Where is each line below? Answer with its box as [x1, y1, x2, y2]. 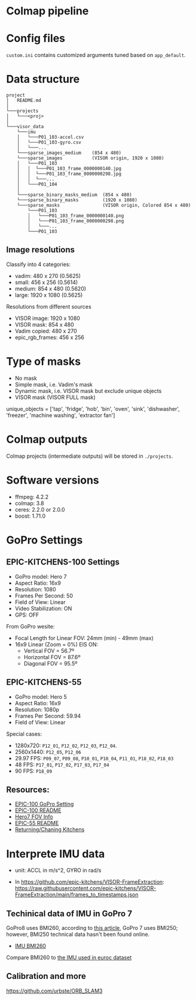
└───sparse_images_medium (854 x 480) [17, 150, 121, 156]
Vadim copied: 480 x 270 [14, 327, 77, 334]
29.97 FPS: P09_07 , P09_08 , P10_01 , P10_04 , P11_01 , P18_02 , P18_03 [14, 754, 174, 762]
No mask [14, 374, 37, 382]
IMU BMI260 [14, 942, 47, 950]
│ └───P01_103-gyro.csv [17, 140, 82, 146]
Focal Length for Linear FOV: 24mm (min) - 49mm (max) [14, 634, 154, 642]
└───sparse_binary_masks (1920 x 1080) [17, 197, 137, 203]
